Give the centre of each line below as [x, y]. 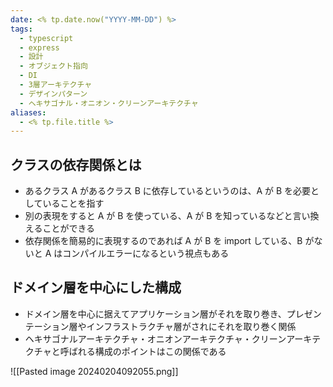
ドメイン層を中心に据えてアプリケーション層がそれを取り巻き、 [155, 313]
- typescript [46, 38]
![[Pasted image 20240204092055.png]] [94, 371]
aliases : [28, 112]
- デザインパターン [53, 94]
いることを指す [73, 203]
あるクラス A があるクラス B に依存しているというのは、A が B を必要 [168, 191]
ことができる [69, 228]
